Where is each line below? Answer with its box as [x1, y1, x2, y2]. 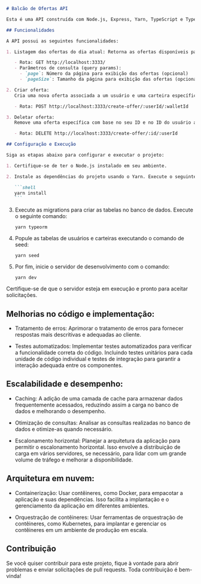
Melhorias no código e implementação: [6, 308, 155, 319]
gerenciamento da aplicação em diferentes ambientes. [14, 502, 150, 509]
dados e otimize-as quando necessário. [14, 425, 113, 433]
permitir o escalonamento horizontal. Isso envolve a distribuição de [14, 443, 181, 451]
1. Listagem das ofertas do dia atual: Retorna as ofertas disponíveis [6, 48, 188, 55]
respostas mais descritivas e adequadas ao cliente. [14, 331, 142, 338]
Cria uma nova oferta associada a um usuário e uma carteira [14, 93, 170, 99]
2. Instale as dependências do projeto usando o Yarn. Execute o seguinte [6, 173, 197, 179]
